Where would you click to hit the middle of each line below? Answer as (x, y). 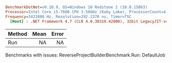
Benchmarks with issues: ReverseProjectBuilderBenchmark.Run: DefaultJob (85, 55)
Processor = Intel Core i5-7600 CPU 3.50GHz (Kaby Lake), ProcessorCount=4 (86, 12)
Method (18, 34)
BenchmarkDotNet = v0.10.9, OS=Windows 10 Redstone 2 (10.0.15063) (76, 7)
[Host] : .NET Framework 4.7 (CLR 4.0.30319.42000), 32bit (74, 21)
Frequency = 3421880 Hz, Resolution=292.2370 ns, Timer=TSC (68, 17)
